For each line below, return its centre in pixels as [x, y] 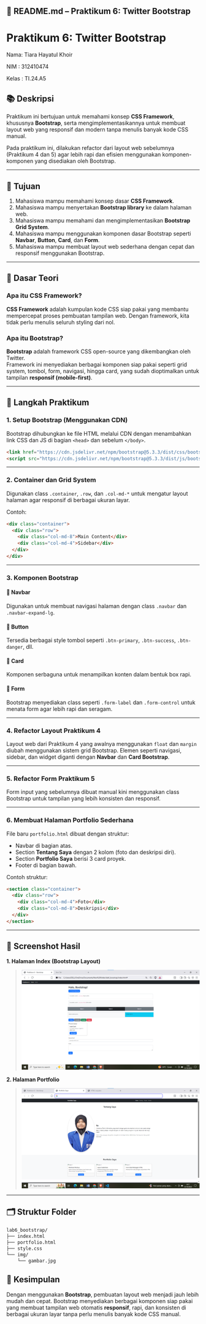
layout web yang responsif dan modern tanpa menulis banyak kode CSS [97, 130]
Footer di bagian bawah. [46, 865]
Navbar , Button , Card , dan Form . [57, 240]
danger [15, 648]
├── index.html [26, 1236]
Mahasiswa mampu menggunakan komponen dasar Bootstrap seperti [103, 233]
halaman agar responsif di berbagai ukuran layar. [68, 500]
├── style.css [25, 1248]
